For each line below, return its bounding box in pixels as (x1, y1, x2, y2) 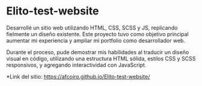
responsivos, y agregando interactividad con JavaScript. (6, 61, 147, 69)
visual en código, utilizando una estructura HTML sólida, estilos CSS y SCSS (6, 55, 196, 62)
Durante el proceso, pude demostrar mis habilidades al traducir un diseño (6, 48, 189, 55)
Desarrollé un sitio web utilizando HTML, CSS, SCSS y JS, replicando (6, 24, 178, 31)
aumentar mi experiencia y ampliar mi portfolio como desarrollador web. (6, 37, 186, 44)
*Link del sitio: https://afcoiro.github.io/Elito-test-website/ (6, 73, 150, 80)
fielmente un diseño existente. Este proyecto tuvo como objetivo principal (6, 30, 189, 37)
